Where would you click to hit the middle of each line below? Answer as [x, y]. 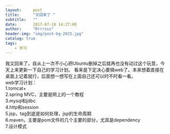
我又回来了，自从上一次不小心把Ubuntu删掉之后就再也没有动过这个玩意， [83, 63]
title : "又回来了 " [30, 15]
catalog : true [21, 39]
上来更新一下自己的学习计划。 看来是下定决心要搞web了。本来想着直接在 [87, 70]
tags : [11, 43]
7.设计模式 [16, 126]
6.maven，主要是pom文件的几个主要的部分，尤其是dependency [73, 120]
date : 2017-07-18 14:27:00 [41, 24]
